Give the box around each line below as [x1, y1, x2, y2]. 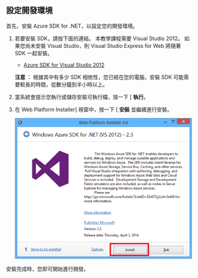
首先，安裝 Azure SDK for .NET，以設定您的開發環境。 [6, 22, 138, 29]
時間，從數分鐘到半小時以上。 [35, 81, 108, 88]
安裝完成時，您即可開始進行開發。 [6, 265, 89, 272]
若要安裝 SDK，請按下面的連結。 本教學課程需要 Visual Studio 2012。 [14, 35, 183, 42]
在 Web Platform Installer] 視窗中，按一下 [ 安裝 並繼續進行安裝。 [14, 105, 173, 113]
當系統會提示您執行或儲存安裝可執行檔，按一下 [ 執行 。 [14, 93, 149, 100]
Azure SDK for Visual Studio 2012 [23, 61, 105, 68]
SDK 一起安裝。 [14, 49, 53, 57]
